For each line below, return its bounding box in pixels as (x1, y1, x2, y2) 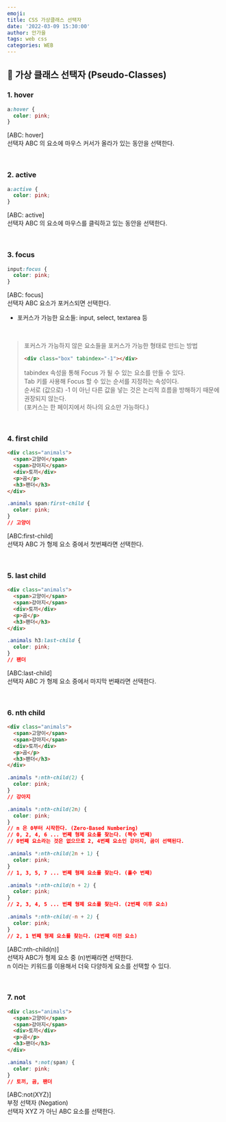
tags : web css (7, 36, 48, 43)
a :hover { (7, 106, 36, 113)
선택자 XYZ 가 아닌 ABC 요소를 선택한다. (7, 1108, 115, 1116)
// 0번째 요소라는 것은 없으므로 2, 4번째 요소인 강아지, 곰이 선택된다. (7, 838, 185, 845)
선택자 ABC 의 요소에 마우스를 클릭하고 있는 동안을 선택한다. (7, 219, 168, 228)
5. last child (7, 571, 47, 580)
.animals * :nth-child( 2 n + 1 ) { (7, 850, 99, 857)
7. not (7, 993, 26, 1002)
